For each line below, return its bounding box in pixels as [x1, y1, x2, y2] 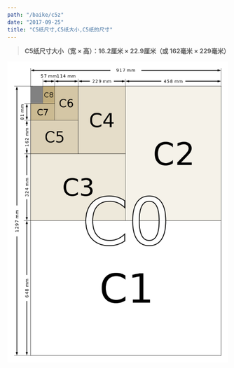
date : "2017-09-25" [7, 18, 64, 26]
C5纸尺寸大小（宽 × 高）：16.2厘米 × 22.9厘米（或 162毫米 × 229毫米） [24, 47, 230, 55]
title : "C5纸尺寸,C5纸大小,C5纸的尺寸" [7, 26, 113, 33]
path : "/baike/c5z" [7, 11, 64, 18]
